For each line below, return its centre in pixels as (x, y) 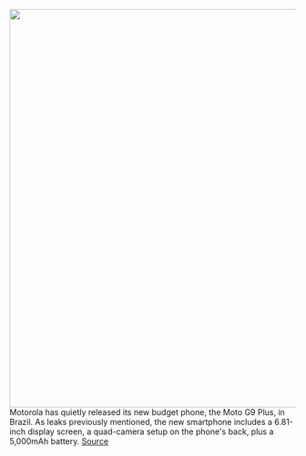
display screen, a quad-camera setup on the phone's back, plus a (150, 431)
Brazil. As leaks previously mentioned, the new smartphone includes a (141, 422)
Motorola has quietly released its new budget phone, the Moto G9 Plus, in (147, 412)
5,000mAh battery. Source (59, 441)
